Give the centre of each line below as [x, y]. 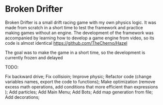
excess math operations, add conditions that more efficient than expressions [81, 87]
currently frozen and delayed [34, 57]
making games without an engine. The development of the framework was [79, 33]
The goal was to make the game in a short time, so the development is [75, 52]
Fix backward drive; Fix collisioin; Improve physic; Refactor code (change [78, 76]
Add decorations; [22, 97]
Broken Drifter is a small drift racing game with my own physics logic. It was [81, 22]
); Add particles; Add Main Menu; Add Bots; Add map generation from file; [79, 92]
